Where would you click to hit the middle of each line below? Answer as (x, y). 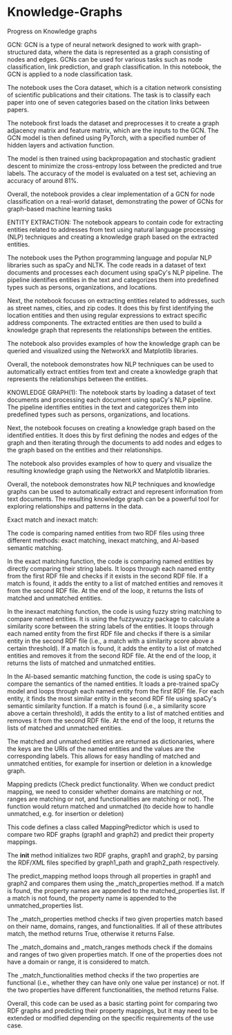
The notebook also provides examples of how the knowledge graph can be (114, 343)
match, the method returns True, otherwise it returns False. (91, 933)
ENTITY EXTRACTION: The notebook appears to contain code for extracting (115, 222)
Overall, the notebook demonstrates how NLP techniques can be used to (110, 364)
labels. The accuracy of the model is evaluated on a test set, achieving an (112, 173)
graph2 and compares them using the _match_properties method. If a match (116, 883)
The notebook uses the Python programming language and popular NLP (109, 258)
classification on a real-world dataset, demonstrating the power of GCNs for (115, 201)
